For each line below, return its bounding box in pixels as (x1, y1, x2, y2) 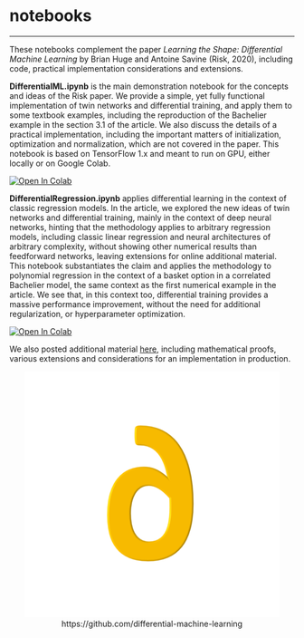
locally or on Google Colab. (9, 158, 111, 169)
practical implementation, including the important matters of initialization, (9, 129, 282, 140)
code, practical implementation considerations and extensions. (9, 63, 244, 73)
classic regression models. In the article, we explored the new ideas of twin (9, 202, 290, 213)
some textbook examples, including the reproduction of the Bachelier (9, 110, 267, 121)
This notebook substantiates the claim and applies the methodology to (9, 260, 271, 271)
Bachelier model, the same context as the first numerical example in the (9, 279, 277, 290)
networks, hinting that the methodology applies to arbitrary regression (9, 221, 271, 232)
